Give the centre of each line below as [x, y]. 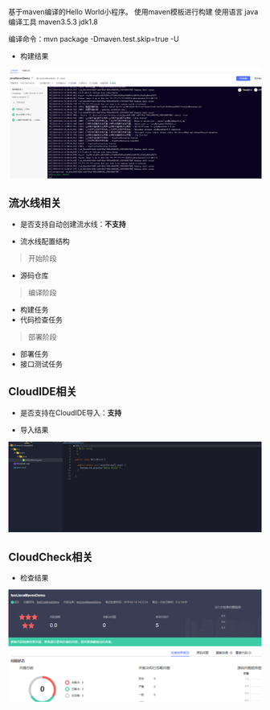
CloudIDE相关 [43, 392]
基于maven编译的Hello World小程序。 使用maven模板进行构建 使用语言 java [133, 12]
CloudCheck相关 [51, 557]
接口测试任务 [41, 364]
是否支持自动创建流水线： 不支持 [73, 224]
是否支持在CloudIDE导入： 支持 [71, 412]
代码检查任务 [41, 320]
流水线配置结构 [45, 241]
